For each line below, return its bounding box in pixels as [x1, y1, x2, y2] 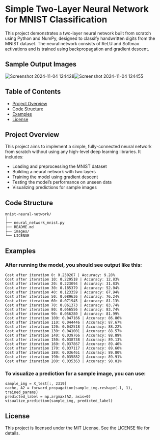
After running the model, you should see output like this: [5, 261, 142, 268]
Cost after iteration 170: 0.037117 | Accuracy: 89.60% [5, 346, 122, 350]
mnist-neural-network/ [5, 212, 52, 217]
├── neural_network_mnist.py [5, 220, 65, 225]
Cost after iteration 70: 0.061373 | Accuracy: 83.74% [5, 303, 120, 308]
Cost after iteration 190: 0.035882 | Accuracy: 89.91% [5, 354, 122, 359]
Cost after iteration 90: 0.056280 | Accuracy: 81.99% [5, 311, 120, 316]
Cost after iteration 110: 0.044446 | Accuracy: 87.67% [5, 320, 122, 325]
